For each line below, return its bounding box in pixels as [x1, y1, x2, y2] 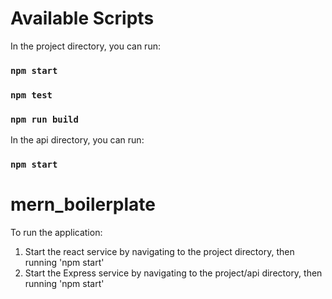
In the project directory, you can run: [10, 40, 161, 52]
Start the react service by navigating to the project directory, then [24, 245, 295, 257]
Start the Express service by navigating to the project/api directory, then [24, 267, 323, 279]
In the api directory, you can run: [10, 134, 145, 146]
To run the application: [10, 226, 103, 238]
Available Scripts [10, 7, 155, 30]
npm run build [10, 113, 79, 125]
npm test [10, 89, 53, 101]
